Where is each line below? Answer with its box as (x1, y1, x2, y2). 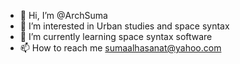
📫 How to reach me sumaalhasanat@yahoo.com (19, 42, 222, 54)
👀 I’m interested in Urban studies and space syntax (19, 20, 230, 32)
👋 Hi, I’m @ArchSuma (19, 10, 108, 21)
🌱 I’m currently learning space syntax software (19, 31, 213, 42)
